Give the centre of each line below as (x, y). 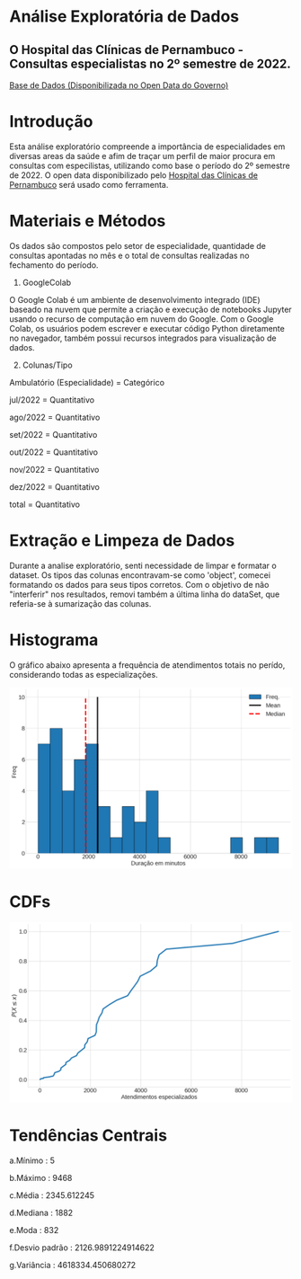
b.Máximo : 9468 (41, 1177)
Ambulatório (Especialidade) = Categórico (87, 382)
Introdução (51, 122)
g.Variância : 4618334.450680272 (73, 1265)
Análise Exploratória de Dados (124, 17)
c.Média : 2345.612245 (52, 1195)
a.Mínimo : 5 (32, 1160)
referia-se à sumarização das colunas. (80, 603)
